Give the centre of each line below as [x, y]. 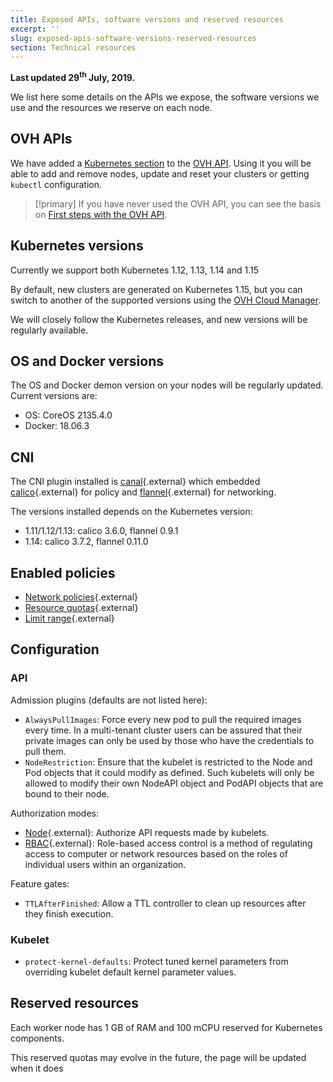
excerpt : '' [35, 29]
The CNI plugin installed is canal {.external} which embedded [135, 482]
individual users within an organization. [105, 864]
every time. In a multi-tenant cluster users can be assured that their [163, 730]
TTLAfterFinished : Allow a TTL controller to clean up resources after [165, 903]
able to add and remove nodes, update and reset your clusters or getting [160, 173]
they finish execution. [69, 913]
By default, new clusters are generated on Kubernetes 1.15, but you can [156, 289]
